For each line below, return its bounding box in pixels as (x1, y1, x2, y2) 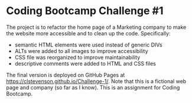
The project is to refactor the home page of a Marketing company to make (6, 24, 187, 31)
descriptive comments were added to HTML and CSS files (14, 60, 157, 67)
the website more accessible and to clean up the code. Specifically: (6, 29, 171, 36)
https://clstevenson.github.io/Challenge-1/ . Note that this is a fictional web (6, 78, 187, 85)
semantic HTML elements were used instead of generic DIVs (14, 41, 162, 48)
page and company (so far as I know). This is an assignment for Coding (6, 84, 180, 91)
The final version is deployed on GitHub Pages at (6, 71, 125, 78)
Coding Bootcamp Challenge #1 (6, 4, 164, 18)
